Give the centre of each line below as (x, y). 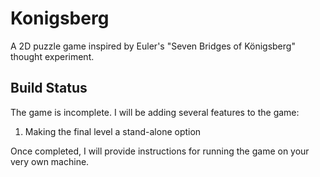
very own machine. (50, 161)
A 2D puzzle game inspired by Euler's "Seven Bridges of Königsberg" (153, 46)
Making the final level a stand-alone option (113, 131)
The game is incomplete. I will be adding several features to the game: (155, 112)
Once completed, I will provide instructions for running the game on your (160, 151)
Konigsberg (60, 18)
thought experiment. (52, 56)
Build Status (49, 88)
